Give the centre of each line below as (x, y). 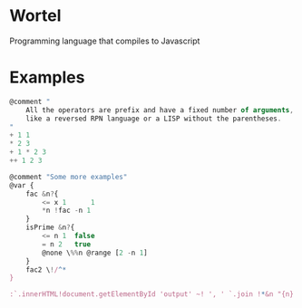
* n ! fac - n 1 (67, 211)
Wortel (35, 16)
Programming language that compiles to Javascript (105, 41)
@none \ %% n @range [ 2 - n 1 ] (95, 253)
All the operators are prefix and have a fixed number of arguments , (160, 110)
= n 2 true (67, 244)
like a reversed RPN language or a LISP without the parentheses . (154, 119)
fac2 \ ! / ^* (46, 269)
